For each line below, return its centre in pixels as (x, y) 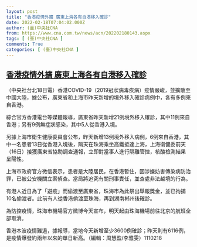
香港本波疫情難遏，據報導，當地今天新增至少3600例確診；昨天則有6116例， (97, 230)
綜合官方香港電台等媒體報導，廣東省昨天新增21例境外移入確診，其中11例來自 (98, 117)
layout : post (22, 11)
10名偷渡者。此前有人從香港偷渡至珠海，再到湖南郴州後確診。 (81, 198)
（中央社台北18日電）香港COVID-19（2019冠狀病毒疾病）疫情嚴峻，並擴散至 (98, 90)
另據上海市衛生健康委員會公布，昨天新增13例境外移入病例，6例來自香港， (95, 137)
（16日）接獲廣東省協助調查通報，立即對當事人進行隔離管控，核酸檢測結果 (96, 151)
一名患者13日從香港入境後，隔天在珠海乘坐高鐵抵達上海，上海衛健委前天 (98, 144)
